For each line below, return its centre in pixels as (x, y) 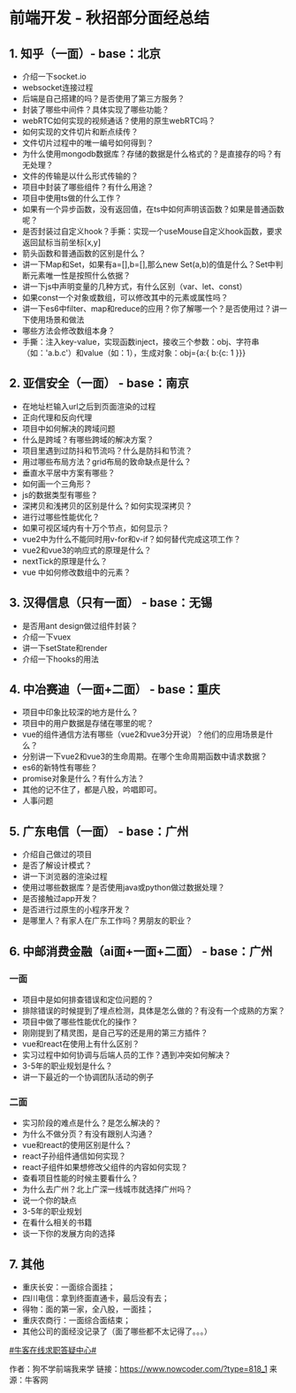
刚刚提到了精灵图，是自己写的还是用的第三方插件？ (115, 1032)
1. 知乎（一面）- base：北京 (85, 54)
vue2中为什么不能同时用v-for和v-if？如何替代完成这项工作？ (131, 539)
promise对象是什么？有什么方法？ (83, 778)
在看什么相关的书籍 (57, 1222)
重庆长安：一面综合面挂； (68, 1287)
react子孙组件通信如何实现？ (74, 1156)
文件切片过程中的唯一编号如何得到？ (88, 143)
